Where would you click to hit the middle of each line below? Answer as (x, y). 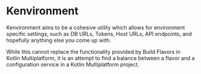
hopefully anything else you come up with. (59, 40)
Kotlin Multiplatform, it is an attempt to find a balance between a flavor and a (100, 58)
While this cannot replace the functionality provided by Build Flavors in (94, 51)
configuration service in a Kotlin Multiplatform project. (73, 64)
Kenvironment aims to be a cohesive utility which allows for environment (96, 27)
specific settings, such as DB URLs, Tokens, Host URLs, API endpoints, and (99, 33)
